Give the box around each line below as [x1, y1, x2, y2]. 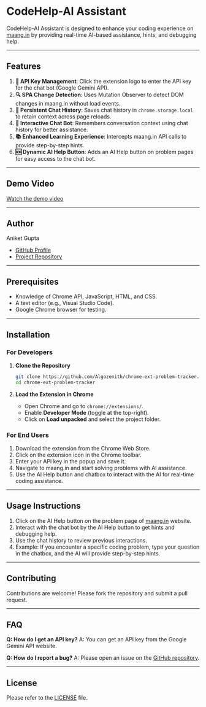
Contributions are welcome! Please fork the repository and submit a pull [6, 589, 188, 597]
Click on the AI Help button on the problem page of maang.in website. [15, 517, 192, 524]
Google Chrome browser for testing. [15, 306, 107, 314]
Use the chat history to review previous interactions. [15, 536, 147, 544]
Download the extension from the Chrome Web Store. [15, 444, 151, 452]
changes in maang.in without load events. [15, 99, 121, 107]
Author [6, 218, 34, 228]
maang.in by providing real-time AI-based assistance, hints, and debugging [6, 31, 197, 38]
